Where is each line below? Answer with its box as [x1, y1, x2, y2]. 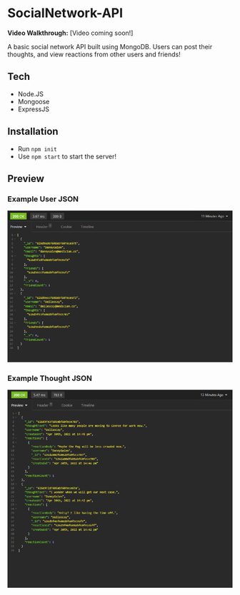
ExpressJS [17, 105, 50, 113]
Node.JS [17, 89, 44, 98]
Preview [7, 173, 45, 185]
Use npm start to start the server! [17, 152, 116, 161]
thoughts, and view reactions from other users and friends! [7, 50, 181, 59]
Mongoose [17, 97, 50, 106]
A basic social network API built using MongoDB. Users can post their [7, 42, 213, 51]
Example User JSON [7, 194, 79, 204]
